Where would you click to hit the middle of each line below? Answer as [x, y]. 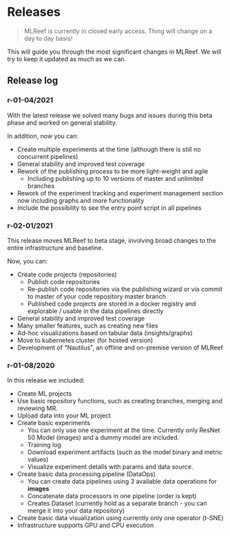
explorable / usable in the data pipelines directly [95, 311]
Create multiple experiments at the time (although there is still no [109, 149]
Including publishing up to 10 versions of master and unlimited [115, 178]
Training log [44, 445]
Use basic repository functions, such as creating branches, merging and [119, 401]
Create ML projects [44, 394]
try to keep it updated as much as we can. [66, 58]
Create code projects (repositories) [67, 274]
